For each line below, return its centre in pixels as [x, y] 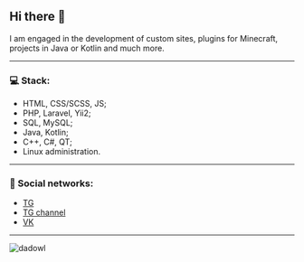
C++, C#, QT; [47, 142]
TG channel [44, 212]
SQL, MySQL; [47, 123]
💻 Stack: [30, 80]
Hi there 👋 [38, 17]
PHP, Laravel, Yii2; [57, 113]
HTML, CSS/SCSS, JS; [64, 104]
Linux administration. [62, 152]
